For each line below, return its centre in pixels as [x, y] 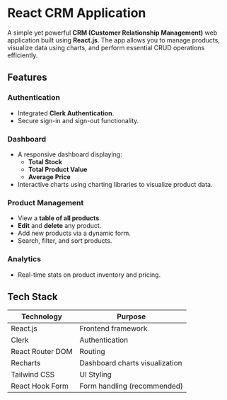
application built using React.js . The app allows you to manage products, [114, 40]
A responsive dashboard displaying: [70, 154]
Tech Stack [33, 296]
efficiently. [23, 55]
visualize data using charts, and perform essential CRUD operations [106, 47]
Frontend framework [113, 328]
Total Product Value [58, 169]
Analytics [24, 259]
